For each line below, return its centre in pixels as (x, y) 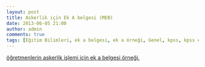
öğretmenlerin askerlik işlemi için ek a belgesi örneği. (73, 58)
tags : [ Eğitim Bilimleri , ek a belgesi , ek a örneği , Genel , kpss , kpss (101, 40)
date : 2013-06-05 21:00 (37, 23)
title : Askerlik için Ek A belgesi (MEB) (60, 18)
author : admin (24, 29)
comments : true (26, 35)
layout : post (23, 12)
